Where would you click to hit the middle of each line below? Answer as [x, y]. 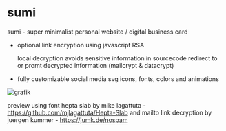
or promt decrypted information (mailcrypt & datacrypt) [95, 65]
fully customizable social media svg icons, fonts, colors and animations [118, 79]
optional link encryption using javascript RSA [81, 45]
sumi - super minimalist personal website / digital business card [97, 32]
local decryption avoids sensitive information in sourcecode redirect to [117, 58]
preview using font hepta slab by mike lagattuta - [76, 105]
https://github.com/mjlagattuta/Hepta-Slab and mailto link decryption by [110, 112]
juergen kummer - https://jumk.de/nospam [68, 120]
